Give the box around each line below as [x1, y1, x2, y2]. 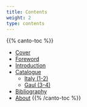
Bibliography [15, 88, 47, 95]
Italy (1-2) [24, 75, 49, 83]
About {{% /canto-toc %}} [15, 94, 81, 101]
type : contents [6, 20, 45, 26]
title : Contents [6, 9, 47, 15]
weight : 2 [6, 15, 32, 21]
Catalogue [15, 68, 41, 76]
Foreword [15, 56, 40, 63]
